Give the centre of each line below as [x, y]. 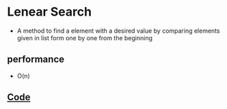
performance [36, 60]
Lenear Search [50, 12]
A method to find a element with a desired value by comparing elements [118, 31]
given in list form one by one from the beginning [84, 37]
